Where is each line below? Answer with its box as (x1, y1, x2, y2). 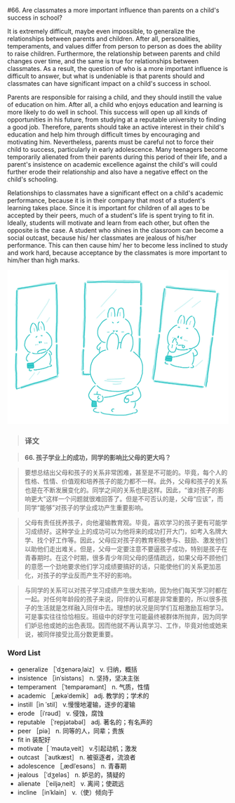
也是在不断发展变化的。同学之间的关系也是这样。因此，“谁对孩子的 (24, 486, 218, 494)
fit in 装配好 (17, 735, 51, 744)
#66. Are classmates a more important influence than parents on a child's (7, 6, 220, 14)
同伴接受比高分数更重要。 (43, 630, 117, 638)
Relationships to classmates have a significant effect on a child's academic (7, 189, 224, 197)
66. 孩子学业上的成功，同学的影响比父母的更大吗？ (24, 454, 172, 462)
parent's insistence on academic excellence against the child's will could (7, 160, 217, 168)
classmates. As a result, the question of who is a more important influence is (7, 65, 228, 72)
